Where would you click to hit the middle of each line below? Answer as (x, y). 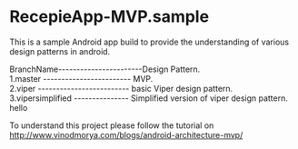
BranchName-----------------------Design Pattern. (105, 69)
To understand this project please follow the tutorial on (112, 125)
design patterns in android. (60, 51)
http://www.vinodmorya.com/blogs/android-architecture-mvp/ (126, 134)
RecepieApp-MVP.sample (109, 17)
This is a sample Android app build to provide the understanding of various (149, 42)
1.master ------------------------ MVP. (81, 78)
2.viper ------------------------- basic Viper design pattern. (121, 88)
